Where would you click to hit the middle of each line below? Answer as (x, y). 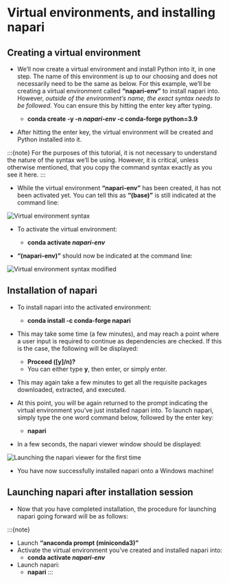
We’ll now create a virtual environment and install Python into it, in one (116, 69)
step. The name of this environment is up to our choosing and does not (117, 76)
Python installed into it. (49, 139)
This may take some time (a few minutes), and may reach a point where (118, 334)
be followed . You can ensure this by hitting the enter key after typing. (114, 105)
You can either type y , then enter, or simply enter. (97, 369)
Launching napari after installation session (100, 492)
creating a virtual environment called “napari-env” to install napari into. (118, 91)
